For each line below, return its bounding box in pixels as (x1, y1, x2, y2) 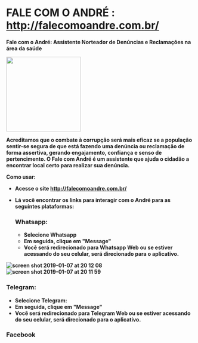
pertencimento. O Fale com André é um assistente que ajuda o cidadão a (6, 155, 190, 163)
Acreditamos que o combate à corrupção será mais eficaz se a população (6, 136, 193, 143)
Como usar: (6, 173, 36, 180)
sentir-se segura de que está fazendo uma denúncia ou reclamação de (6, 142, 185, 149)
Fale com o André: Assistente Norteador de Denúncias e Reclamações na (6, 38, 191, 45)
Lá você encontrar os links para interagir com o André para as (14, 196, 171, 203)
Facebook (6, 330, 36, 339)
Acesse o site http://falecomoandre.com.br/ (14, 185, 127, 192)
